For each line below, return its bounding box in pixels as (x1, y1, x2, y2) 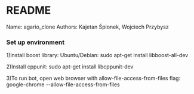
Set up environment (6, 38, 64, 46)
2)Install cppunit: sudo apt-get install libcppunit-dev (6, 63, 134, 70)
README (6, 4, 51, 17)
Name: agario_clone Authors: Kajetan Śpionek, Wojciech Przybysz (6, 23, 169, 30)
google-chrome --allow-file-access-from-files (6, 81, 121, 88)
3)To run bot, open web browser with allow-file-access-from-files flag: (6, 75, 181, 82)
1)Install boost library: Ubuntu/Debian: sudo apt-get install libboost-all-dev (6, 52, 189, 59)
